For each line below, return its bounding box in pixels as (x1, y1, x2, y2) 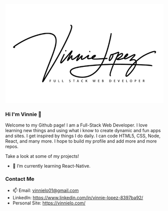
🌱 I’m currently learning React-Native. (12, 163, 91, 169)
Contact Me (5, 175, 35, 182)
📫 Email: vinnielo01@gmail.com (12, 187, 79, 193)
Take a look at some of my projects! (5, 153, 79, 159)
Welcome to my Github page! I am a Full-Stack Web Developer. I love (5, 122, 148, 128)
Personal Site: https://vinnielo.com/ (12, 200, 86, 206)
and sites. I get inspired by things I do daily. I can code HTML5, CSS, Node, (5, 133, 161, 139)
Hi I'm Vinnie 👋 (5, 111, 42, 118)
